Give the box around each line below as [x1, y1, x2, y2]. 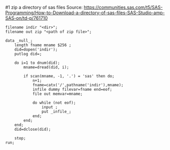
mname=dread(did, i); [23, 65, 70, 70]
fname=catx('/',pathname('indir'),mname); [32, 83, 124, 88]
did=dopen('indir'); [14, 47, 58, 52]
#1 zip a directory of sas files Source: [5, 5, 83, 10]
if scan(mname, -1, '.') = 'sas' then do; [23, 73, 115, 79]
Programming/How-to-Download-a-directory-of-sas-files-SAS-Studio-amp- [5, 10, 165, 16]
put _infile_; [41, 109, 72, 114]
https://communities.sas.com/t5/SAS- [83, 5, 163, 10]
